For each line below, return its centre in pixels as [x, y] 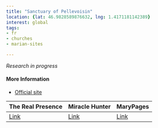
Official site [28, 92]
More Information [28, 79]
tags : [13, 28]
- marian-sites [25, 44]
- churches [19, 39]
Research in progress [32, 65]
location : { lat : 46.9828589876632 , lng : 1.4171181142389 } [78, 17]
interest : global [27, 22]
